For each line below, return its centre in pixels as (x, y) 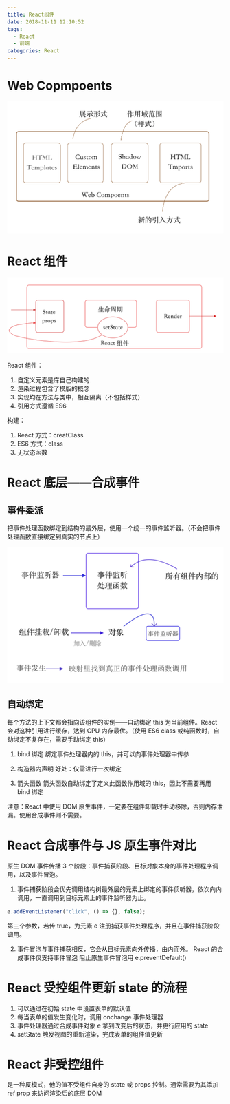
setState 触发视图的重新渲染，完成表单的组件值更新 (90, 1034)
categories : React (33, 51)
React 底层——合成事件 (73, 483)
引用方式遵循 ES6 (42, 406)
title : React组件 (31, 14)
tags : (15, 29)
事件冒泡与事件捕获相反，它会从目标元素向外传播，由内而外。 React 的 (117, 949)
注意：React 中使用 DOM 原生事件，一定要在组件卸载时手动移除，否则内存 (112, 806)
